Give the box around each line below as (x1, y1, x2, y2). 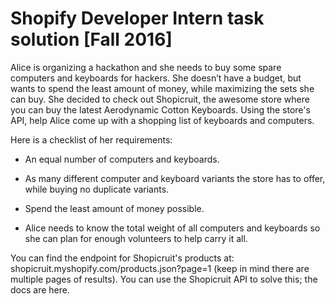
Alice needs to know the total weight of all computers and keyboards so (24, 222, 321, 234)
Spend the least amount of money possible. (24, 202, 205, 214)
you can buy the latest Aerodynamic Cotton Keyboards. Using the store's (10, 103, 311, 116)
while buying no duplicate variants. (24, 183, 170, 195)
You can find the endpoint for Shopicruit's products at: (10, 252, 235, 264)
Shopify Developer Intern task (10, 7, 265, 30)
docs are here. (10, 283, 70, 296)
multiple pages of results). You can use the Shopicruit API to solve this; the (10, 273, 318, 285)
